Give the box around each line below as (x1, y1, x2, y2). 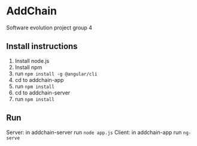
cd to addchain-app (14, 76, 64, 83)
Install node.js (14, 57, 50, 64)
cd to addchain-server (14, 89, 71, 96)
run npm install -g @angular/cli (14, 70, 98, 77)
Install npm (14, 63, 43, 71)
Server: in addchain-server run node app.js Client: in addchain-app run (6, 129, 182, 136)
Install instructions (6, 41, 78, 51)
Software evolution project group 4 (6, 24, 93, 31)
